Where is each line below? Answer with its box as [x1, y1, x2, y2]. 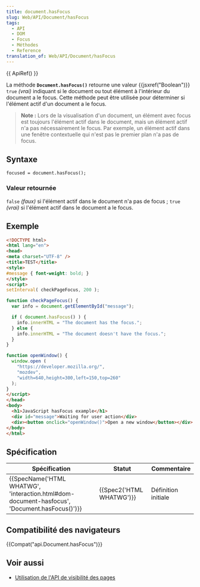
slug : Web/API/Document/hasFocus [6, 14, 89, 20]
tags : [6, 20, 20, 26]
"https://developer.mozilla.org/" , [17, 364, 105, 370]
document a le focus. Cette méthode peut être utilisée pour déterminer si [6, 94, 185, 101]
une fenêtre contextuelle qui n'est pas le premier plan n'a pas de [20, 131, 179, 138]
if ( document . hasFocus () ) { [11, 314, 86, 320]
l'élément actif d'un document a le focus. [6, 100, 107, 107]
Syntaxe [6, 155, 37, 165]
